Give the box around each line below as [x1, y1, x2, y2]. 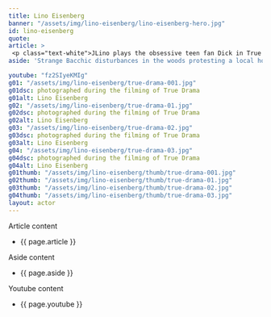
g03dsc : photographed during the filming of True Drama [8, 131, 200, 140]
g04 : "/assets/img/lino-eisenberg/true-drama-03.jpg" [8, 146, 194, 154]
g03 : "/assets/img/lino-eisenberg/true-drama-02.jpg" [8, 124, 194, 132]
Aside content [8, 252, 55, 262]
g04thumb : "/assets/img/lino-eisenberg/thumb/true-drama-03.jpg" [8, 191, 232, 199]
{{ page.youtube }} [19, 299, 83, 309]
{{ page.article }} [19, 236, 77, 246]
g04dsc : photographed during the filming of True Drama [8, 154, 200, 162]
